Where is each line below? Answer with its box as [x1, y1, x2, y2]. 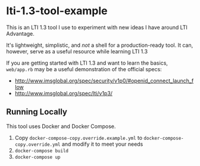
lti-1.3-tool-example [6, 4, 108, 18]
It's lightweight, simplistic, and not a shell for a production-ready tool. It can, [6, 41, 193, 49]
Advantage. [6, 30, 35, 37]
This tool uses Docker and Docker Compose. [6, 123, 116, 130]
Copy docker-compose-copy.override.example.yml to [14, 134, 143, 141]
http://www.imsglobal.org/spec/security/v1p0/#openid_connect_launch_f [14, 77, 194, 84]
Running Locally [6, 107, 67, 117]
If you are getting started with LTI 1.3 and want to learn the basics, [6, 59, 168, 66]
